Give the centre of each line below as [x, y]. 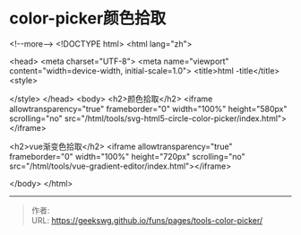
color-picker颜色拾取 [88, 18]
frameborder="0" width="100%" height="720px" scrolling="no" [127, 156]
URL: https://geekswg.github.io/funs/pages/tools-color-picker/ [147, 220]
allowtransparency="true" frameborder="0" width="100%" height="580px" [148, 109]
